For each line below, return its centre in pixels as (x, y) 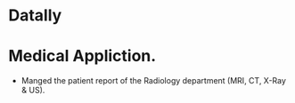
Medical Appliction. (82, 56)
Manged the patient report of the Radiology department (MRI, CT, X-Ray (154, 81)
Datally (35, 16)
